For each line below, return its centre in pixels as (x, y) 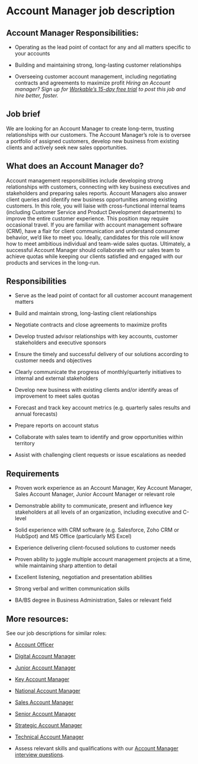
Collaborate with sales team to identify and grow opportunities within (99, 437)
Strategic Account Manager (48, 725)
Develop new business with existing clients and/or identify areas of (97, 390)
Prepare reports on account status (57, 426)
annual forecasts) (36, 414)
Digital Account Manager (45, 656)
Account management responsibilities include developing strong (85, 180)
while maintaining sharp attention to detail (66, 565)
